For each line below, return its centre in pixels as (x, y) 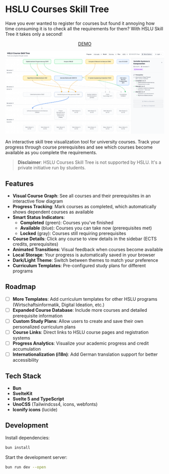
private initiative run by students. (51, 168)
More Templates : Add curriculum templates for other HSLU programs (85, 299)
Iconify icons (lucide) (35, 410)
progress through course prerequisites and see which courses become (79, 147)
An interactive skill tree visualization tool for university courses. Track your (83, 142)
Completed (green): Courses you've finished (67, 223)
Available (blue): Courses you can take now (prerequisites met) (86, 228)
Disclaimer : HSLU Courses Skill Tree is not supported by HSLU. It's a (89, 162)
